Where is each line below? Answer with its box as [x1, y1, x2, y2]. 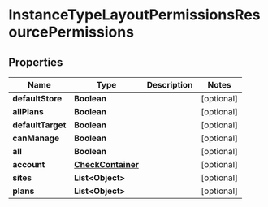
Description [146, 80, 193, 90]
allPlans [12, 106, 44, 117]
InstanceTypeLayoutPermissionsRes [8, 6, 262, 24]
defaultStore [12, 93, 63, 104]
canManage [12, 132, 59, 144]
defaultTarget [12, 119, 67, 131]
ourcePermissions [8, 23, 135, 41]
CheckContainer [74, 159, 140, 170]
